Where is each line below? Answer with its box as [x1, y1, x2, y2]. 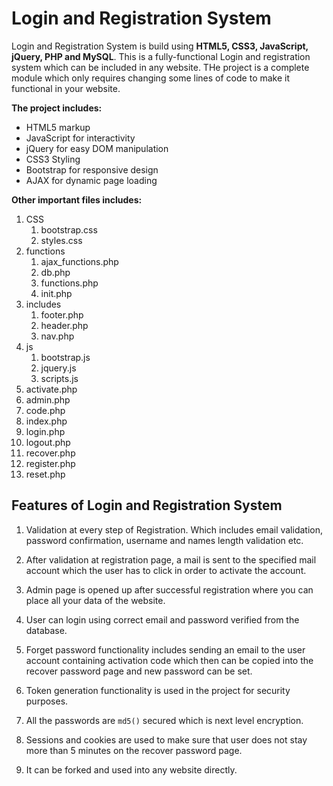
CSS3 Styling [25, 153, 81, 165]
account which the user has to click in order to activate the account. [25, 564, 307, 576]
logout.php [25, 436, 71, 448]
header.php [40, 319, 89, 331]
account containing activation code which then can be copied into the [25, 654, 314, 666]
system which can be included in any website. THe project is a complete [11, 61, 310, 73]
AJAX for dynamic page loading [25, 174, 158, 186]
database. [25, 624, 68, 636]
